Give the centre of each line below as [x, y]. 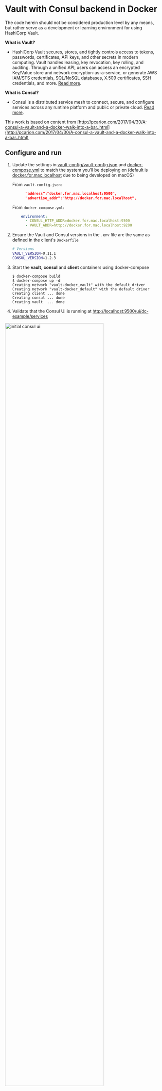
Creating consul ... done [38, 298]
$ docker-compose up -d [36, 280]
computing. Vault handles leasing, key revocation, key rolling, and [78, 62]
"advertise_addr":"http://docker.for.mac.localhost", [81, 198]
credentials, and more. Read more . [47, 83]
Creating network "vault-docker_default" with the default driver [81, 289]
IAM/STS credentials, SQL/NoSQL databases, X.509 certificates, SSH [81, 78]
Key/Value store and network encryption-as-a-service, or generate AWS [84, 72]
